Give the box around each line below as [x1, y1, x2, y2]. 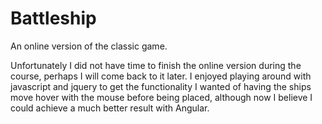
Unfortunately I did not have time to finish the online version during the [10, 59, 302, 71]
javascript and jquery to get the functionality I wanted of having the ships [10, 80, 312, 92]
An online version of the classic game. [10, 40, 168, 52]
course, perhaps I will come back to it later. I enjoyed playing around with [10, 70, 312, 82]
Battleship [10, 7, 97, 30]
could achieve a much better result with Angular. [10, 102, 210, 114]
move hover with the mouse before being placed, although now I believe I [10, 91, 313, 103]
